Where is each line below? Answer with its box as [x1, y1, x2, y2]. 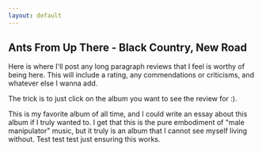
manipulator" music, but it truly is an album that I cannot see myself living [8, 126, 248, 135]
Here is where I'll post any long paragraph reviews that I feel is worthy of [8, 62, 245, 71]
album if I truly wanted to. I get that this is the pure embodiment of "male [8, 118, 245, 127]
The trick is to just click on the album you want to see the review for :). [8, 94, 237, 104]
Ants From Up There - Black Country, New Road [8, 41, 248, 55]
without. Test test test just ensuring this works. [8, 135, 161, 144]
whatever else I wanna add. [8, 78, 98, 88]
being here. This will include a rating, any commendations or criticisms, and [8, 70, 255, 80]
